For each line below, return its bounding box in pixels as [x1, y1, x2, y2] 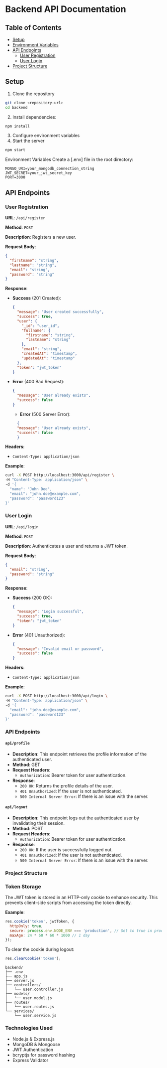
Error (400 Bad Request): [12, 379, 65, 385]
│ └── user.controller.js [5, 987, 64, 992]
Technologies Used [5, 1025, 53, 1032]
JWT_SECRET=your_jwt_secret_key [5, 170, 72, 175]
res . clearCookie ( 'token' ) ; [5, 956, 61, 961]
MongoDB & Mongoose [12, 1041, 61, 1047]
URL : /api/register [5, 215, 46, 220]
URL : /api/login [5, 523, 39, 529]
